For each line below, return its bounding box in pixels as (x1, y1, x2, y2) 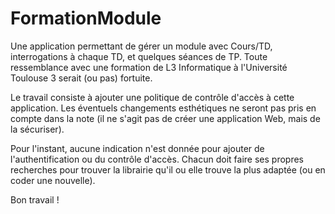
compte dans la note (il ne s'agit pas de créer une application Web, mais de (10, 112, 321, 124)
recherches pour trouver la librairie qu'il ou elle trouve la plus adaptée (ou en (10, 163, 326, 176)
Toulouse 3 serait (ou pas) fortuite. (10, 72, 153, 84)
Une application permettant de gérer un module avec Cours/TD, (10, 40, 273, 52)
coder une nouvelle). (10, 174, 96, 186)
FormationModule (10, 7, 162, 30)
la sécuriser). (10, 123, 65, 135)
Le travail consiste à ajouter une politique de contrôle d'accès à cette (10, 91, 295, 103)
